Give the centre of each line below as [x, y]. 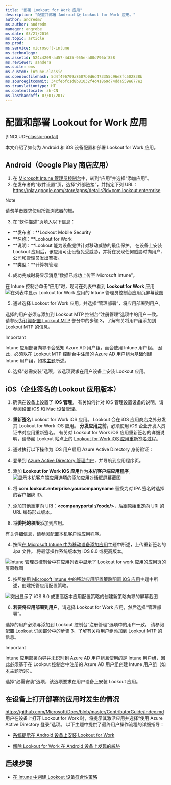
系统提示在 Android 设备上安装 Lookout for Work [64, 735]
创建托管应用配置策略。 [46, 585]
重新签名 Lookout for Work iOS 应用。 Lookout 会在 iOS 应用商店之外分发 [89, 419]
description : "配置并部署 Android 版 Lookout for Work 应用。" [70, 15]
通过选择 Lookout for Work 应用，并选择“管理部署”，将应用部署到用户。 [88, 303]
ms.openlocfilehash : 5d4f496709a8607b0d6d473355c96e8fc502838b [74, 77]
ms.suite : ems [20, 67]
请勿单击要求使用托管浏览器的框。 [41, 211]
